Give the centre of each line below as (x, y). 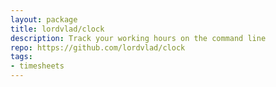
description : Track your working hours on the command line (138, 38)
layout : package (44, 19)
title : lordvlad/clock (57, 29)
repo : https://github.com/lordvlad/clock (98, 47)
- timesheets (37, 66)
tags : (21, 57)
